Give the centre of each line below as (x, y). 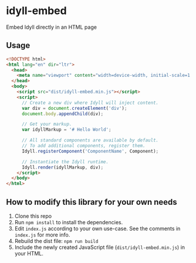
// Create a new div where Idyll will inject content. (90, 103)
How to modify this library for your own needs (92, 202)
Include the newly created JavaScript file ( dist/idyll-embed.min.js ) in (100, 247)
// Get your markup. (47, 124)
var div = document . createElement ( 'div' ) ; (74, 108)
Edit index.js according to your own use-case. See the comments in (97, 228)
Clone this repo (33, 216)
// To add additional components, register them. (83, 146)
